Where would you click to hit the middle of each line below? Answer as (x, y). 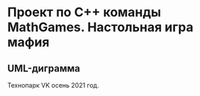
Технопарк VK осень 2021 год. (53, 85)
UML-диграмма (44, 68)
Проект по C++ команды (84, 12)
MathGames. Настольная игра (100, 27)
